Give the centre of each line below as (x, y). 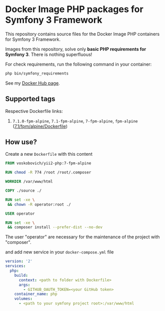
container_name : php (36, 294)
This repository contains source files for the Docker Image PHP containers (82, 34)
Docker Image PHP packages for (74, 9)
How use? (21, 142)
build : (21, 275)
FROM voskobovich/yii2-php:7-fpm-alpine (48, 163)
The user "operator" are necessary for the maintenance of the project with (82, 237)
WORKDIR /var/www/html (29, 182)
